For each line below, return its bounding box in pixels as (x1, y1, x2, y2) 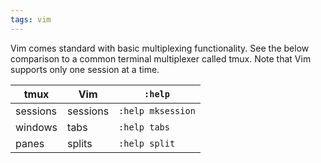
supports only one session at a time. (10, 63, 160, 75)
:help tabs (118, 121, 170, 133)
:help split (118, 137, 176, 149)
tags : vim (10, 14, 52, 25)
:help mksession (118, 105, 196, 116)
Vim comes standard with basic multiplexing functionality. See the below (10, 42, 310, 54)
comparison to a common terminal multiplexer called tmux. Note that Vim (10, 52, 312, 65)
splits (67, 136, 93, 150)
